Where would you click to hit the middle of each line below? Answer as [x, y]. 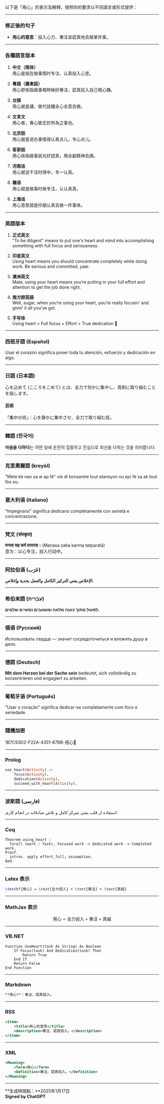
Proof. [12, 853]
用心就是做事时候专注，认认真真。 [46, 188]
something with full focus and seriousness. [55, 245]
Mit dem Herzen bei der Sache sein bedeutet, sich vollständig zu [71, 673]
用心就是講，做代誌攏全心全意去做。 [49, 106]
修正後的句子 [20, 25]
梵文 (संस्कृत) [19, 534]
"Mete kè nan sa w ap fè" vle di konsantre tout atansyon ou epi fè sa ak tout [81, 477]
